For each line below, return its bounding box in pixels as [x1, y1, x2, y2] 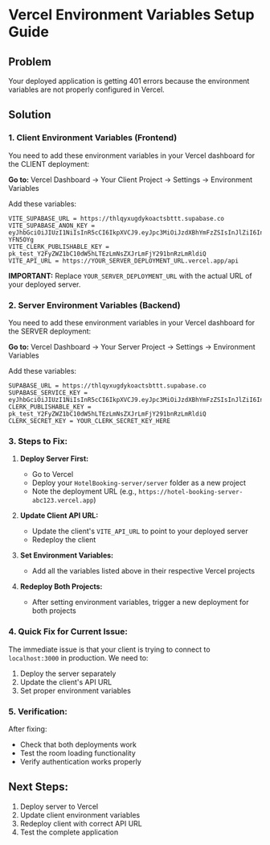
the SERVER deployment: [8, 326, 92, 336]
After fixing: [8, 723, 47, 734]
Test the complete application [19, 827, 119, 837]
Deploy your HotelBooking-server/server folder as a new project [31, 478, 247, 488]
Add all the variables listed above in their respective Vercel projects [31, 566, 256, 576]
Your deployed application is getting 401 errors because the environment [8, 77, 250, 85]
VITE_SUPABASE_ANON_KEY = [8, 222, 95, 230]
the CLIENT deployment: [8, 159, 90, 168]
